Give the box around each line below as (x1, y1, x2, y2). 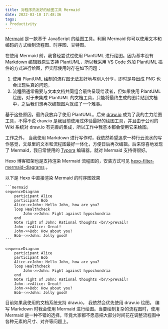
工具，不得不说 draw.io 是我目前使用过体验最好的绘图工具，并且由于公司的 (5, 118, 158, 124)
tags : (5, 17, 16, 22)
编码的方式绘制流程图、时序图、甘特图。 (5, 42, 88, 48)
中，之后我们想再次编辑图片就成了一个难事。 (12, 101, 105, 107)
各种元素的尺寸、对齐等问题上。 (5, 318, 71, 324)
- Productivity (5, 21, 37, 27)
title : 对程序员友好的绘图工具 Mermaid (5, 7, 80, 13)
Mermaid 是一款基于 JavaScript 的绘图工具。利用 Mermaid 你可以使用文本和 (5, 36, 162, 42)
